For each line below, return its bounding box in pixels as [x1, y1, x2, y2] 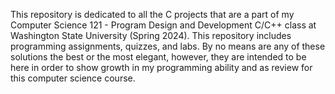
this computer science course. [10, 72, 136, 84]
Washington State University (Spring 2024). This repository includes [10, 30, 292, 41]
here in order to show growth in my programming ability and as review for [10, 62, 313, 73]
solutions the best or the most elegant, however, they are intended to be [10, 51, 307, 63]
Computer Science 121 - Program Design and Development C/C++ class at [10, 19, 317, 31]
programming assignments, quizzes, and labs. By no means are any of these [10, 40, 326, 52]
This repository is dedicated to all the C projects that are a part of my [10, 9, 295, 20]
